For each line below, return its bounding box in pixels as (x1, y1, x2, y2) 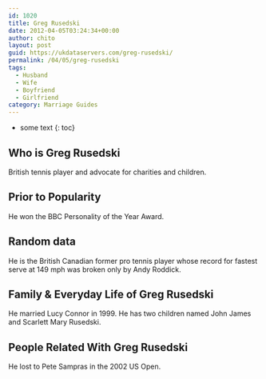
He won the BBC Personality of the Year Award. (8, 211, 165, 221)
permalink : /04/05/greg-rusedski (8, 57, 120, 65)
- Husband (15, 71, 48, 79)
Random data (8, 235, 76, 249)
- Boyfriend (15, 86, 56, 94)
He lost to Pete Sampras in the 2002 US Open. (8, 361, 161, 372)
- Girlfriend (15, 94, 59, 102)
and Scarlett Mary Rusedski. (8, 317, 101, 327)
